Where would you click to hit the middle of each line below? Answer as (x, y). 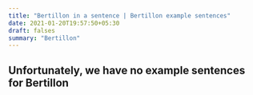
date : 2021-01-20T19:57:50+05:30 (64, 23)
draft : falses (32, 30)
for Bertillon (39, 83)
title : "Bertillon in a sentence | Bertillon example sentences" (119, 16)
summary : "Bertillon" (44, 38)
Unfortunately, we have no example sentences (127, 70)
